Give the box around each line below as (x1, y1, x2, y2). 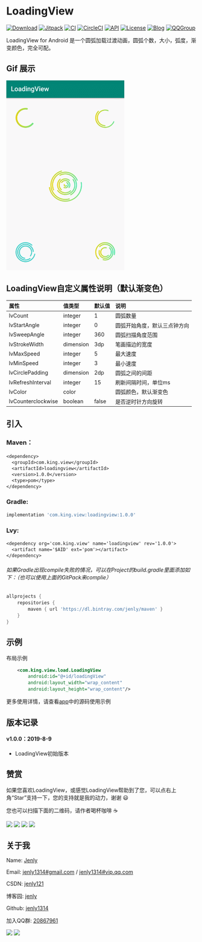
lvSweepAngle (8, 331, 45, 339)
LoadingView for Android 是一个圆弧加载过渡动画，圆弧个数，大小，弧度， (6, 36, 191, 43)
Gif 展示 (6, 63, 36, 74)
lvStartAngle (8, 322, 40, 329)
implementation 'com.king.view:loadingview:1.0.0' (6, 512, 136, 518)
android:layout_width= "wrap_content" (28, 680, 122, 686)
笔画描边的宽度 (115, 341, 153, 348)
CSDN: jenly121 (6, 880, 44, 888)
